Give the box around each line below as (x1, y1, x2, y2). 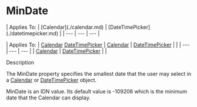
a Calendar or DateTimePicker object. (6, 76, 97, 83)
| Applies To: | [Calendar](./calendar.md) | (6, 24, 107, 31)
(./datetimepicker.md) (6, 29, 59, 36)
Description (6, 59, 34, 66)
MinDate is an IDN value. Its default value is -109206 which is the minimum (6, 88, 188, 95)
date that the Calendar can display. (6, 94, 91, 101)
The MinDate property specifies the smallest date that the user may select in (6, 70, 192, 77)
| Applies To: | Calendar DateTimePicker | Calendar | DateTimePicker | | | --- (6, 41, 190, 48)
